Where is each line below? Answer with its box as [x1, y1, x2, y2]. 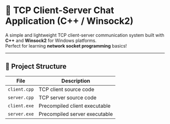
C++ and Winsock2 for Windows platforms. [5, 37, 97, 44]
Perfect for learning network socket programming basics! [5, 43, 127, 49]
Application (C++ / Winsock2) [5, 15, 134, 27]
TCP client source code [38, 86, 95, 93]
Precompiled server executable [38, 110, 113, 117]
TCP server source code [38, 94, 97, 101]
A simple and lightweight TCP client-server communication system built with [5, 32, 164, 38]
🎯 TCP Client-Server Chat [5, 5, 114, 16]
